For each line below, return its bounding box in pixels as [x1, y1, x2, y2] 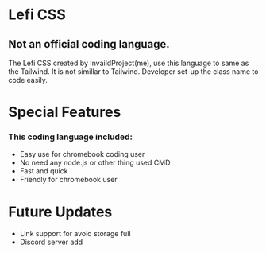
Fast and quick [19, 166, 69, 176]
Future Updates [8, 203, 113, 220]
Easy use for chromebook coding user [19, 150, 145, 159]
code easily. [8, 76, 48, 84]
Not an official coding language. [8, 37, 171, 51]
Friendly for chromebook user [19, 175, 118, 185]
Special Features [8, 103, 121, 121]
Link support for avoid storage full [19, 229, 131, 239]
